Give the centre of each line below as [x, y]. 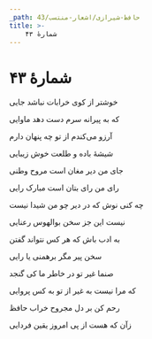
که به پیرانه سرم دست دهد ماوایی [65, 119]
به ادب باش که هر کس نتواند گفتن [65, 239]
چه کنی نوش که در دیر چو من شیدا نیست [76, 205]
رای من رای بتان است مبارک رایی [64, 188]
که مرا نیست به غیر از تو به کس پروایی [73, 291]
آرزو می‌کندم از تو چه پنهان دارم [61, 136]
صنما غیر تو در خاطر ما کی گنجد [61, 274]
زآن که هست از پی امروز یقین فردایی [71, 325]
